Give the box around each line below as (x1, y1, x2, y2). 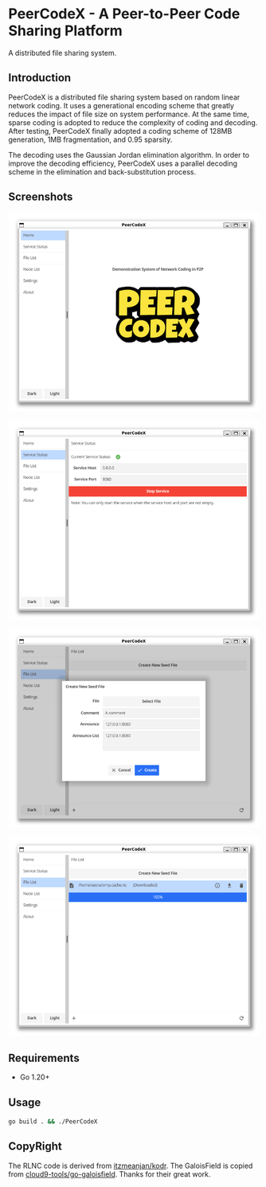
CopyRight (8, 1140, 62, 1154)
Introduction (8, 71, 72, 84)
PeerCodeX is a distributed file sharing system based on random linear (8, 92, 241, 102)
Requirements (8, 1051, 80, 1064)
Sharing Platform (8, 22, 123, 40)
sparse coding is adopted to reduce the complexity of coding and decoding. (8, 117, 258, 127)
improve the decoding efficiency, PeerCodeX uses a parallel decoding (8, 159, 237, 168)
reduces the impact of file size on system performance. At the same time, (8, 109, 249, 119)
